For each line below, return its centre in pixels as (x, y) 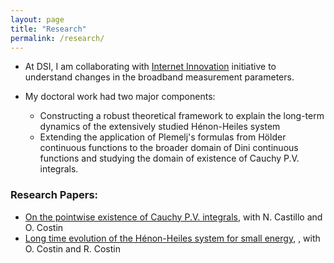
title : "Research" (48, 29)
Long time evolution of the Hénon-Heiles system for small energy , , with (172, 238)
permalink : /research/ (57, 38)
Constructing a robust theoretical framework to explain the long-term (182, 116)
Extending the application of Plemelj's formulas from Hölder (163, 137)
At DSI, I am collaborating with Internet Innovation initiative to (150, 67)
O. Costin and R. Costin (72, 248)
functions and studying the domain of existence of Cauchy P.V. (169, 158)
